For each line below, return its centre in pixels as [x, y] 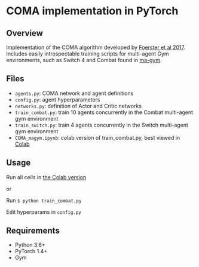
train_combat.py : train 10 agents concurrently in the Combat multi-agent [104, 112]
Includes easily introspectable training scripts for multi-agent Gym [88, 54]
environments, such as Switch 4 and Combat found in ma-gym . [84, 60]
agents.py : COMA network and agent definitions [74, 93]
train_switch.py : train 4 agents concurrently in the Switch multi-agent [101, 125]
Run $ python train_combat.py [44, 200]
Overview [25, 33]
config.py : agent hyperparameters [57, 99]
